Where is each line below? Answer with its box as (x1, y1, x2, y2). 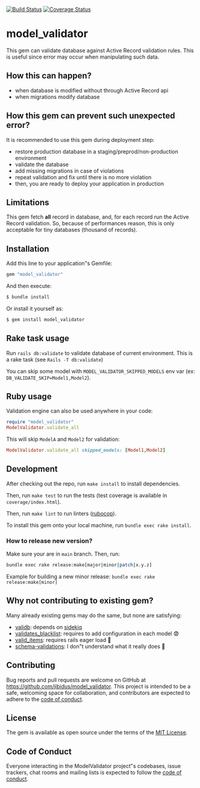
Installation (6, 243, 49, 254)
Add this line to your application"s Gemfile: (6, 260, 113, 267)
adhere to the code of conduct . (6, 695, 84, 703)
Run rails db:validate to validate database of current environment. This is (6, 349, 193, 356)
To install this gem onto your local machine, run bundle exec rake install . (6, 521, 192, 528)
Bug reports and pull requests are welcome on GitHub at (6, 676, 146, 684)
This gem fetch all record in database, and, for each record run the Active (6, 213, 189, 220)
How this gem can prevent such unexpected (6, 111, 175, 121)
